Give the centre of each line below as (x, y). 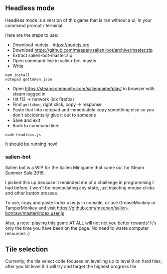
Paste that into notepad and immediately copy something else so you (83, 109)
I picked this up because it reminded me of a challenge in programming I (80, 183)
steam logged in (29, 93)
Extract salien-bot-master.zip (42, 55)
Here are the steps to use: (32, 35)
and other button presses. (32, 193)
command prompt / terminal (34, 25)
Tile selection (27, 249)
